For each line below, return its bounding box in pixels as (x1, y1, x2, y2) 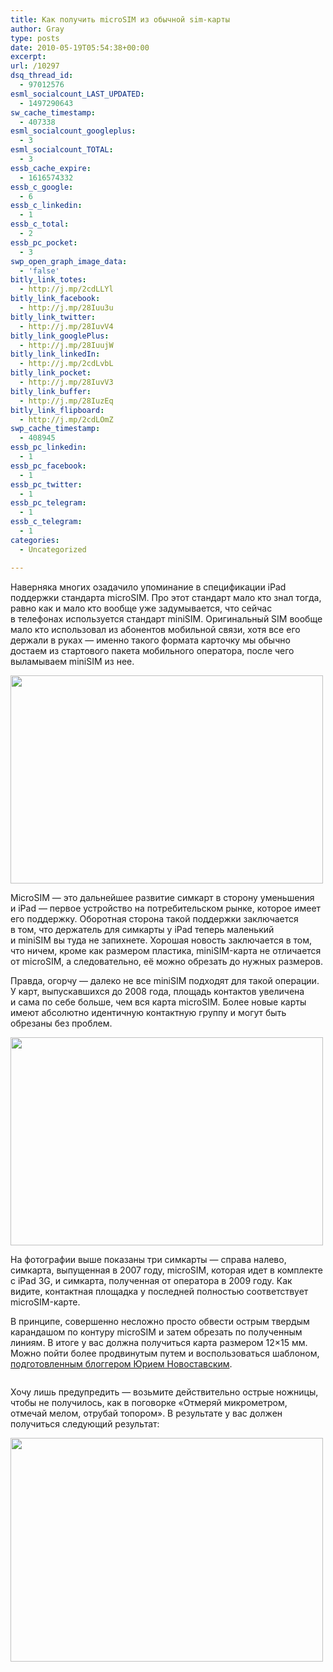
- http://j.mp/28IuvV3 (19, 377, 114, 387)
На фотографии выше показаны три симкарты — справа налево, (10, 1253, 287, 1265)
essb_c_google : (10, 182, 74, 192)
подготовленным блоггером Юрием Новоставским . (10, 1357, 233, 1370)
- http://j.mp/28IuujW (19, 340, 114, 350)
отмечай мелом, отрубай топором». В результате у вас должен (10, 1407, 283, 1419)
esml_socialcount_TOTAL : (10, 145, 114, 155)
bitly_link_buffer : (10, 386, 92, 396)
